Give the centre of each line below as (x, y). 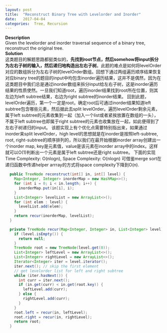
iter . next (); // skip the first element (56, 266)
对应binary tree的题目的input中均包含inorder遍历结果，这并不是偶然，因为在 (83, 78)
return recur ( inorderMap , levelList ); (54, 216)
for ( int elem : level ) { (41, 202)
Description (18, 38)
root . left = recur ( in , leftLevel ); (51, 312)
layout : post (19, 10)
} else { (27, 294)
